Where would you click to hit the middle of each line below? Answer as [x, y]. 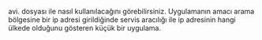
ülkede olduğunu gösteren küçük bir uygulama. [85, 28]
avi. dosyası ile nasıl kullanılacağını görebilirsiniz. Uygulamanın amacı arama [131, 11]
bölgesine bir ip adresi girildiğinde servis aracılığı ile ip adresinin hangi [122, 20]
